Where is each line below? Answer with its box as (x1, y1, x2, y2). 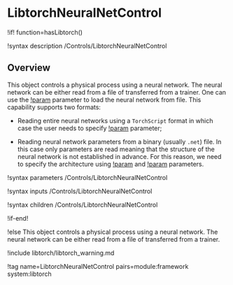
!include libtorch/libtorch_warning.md (7, 249, 115, 257)
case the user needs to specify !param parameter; (17, 124, 162, 132)
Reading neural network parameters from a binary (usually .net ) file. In (17, 137, 222, 146)
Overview (7, 62, 51, 74)
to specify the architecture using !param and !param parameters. (17, 160, 204, 168)
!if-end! (7, 214, 29, 222)
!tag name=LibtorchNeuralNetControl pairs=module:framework (7, 262, 189, 270)
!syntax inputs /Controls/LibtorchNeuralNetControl (7, 187, 153, 195)
